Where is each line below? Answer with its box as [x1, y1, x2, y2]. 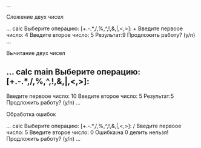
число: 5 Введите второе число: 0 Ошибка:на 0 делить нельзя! [6, 129, 169, 136]
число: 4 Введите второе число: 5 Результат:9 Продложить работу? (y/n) [6, 31, 196, 38]
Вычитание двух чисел [6, 50, 65, 56]
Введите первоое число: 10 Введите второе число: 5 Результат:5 [6, 92, 174, 100]
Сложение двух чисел [6, 13, 64, 20]
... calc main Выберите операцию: [6, 67, 141, 77]
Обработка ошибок [6, 111, 56, 118]
